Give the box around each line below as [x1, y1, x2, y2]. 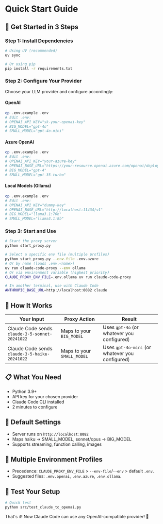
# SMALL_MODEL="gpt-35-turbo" [5, 172, 66, 177]
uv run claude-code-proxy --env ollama [5, 266, 86, 270]
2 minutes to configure [12, 404, 58, 410]
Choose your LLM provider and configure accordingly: [5, 88, 114, 94]
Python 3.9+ [12, 389, 37, 394]
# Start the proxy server [5, 239, 57, 244]
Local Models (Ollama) [5, 183, 51, 189]
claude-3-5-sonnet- [7, 331, 52, 337]
